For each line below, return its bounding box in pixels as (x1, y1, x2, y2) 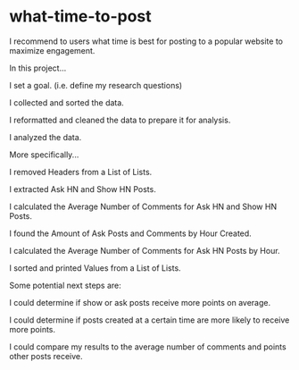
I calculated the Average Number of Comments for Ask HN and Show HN (9, 201, 278, 212)
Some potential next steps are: (9, 280, 122, 290)
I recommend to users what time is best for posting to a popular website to (9, 36, 284, 46)
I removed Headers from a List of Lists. (9, 166, 153, 177)
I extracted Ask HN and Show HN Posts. (9, 183, 156, 194)
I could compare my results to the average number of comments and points (9, 341, 287, 352)
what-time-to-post (9, 6, 152, 27)
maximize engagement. (9, 45, 96, 55)
